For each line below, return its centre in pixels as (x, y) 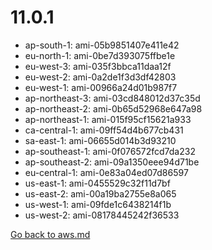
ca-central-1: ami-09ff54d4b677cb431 (104, 130)
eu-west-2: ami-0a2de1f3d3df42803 (100, 77)
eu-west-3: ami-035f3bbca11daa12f (98, 66)
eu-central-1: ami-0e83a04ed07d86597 (106, 172)
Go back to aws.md (50, 234)
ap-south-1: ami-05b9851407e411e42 (102, 45)
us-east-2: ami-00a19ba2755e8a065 (100, 193)
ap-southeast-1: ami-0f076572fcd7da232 (110, 151)
